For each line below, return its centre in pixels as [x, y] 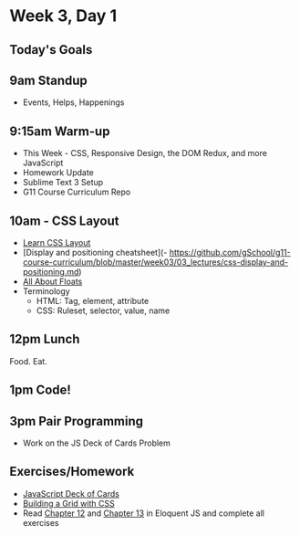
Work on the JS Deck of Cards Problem [97, 443]
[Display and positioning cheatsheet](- [95, 253]
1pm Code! [40, 390]
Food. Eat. [28, 361]
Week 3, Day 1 [63, 16]
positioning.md [51, 272]
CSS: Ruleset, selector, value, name [103, 310]
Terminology [46, 291]
